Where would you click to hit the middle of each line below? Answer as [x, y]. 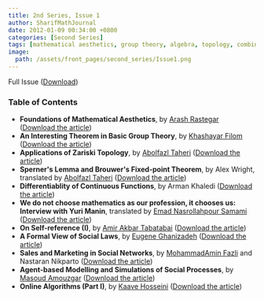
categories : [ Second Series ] [56, 37]
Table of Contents [43, 102]
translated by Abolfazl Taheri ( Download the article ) [103, 178]
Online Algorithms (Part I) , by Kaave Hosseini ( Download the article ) [130, 286]
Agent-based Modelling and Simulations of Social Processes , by [126, 270]
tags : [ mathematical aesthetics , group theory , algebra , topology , [121, 45]
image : [19, 52]
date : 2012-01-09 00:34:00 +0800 [63, 30]
